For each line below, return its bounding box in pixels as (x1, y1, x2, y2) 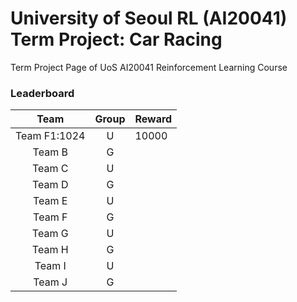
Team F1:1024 (15, 129, 86, 143)
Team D (32, 178, 69, 192)
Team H (31, 243, 69, 257)
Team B (32, 145, 68, 159)
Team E (33, 194, 68, 208)
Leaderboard (10, 86, 75, 100)
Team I (34, 259, 67, 273)
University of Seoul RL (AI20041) (10, 7, 288, 30)
